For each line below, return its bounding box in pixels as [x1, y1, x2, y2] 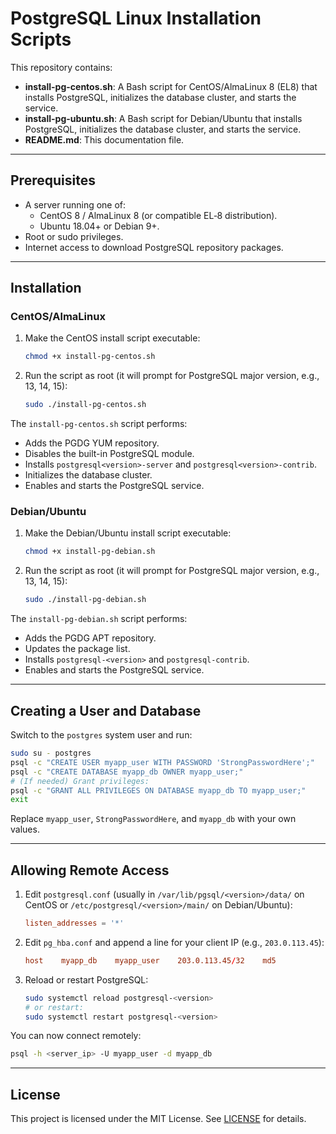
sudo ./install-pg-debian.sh [24, 595, 147, 605]
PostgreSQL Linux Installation [10, 7, 262, 30]
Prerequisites [10, 172, 96, 189]
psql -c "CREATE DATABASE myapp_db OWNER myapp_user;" [10, 767, 244, 777]
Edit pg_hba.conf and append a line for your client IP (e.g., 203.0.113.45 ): [24, 936, 325, 948]
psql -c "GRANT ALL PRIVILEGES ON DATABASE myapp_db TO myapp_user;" [10, 785, 307, 796]
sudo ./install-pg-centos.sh [24, 400, 147, 410]
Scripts [10, 28, 72, 51]
